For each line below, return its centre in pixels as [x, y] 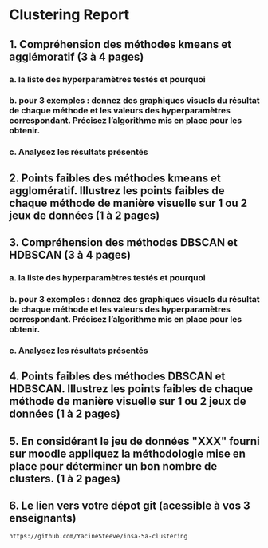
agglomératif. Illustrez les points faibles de [117, 191]
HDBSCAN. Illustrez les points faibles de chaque [131, 389]
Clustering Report [69, 15]
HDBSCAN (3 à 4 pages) [70, 255]
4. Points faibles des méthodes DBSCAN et [117, 377]
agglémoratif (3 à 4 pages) [77, 56]
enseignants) [43, 518]
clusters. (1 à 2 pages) [65, 478]
